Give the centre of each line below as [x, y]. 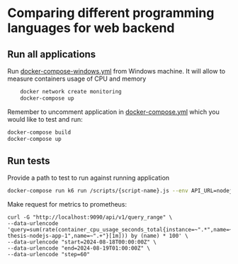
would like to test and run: [45, 119]
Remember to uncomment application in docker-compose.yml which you [113, 112]
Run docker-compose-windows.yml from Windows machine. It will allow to [116, 71]
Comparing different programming [111, 13]
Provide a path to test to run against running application [89, 178]
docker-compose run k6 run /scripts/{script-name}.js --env [98, 191]
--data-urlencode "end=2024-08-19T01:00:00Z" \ [79, 248]
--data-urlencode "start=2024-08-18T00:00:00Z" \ [82, 242]
